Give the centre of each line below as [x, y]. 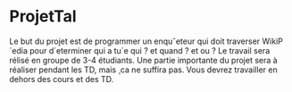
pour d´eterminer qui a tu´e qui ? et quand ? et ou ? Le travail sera [150, 50]
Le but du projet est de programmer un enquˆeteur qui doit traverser [135, 41]
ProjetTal [43, 17]
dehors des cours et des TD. [62, 79]
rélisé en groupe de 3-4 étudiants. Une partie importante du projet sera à [144, 60]
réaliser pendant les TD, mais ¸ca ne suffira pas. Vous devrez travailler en [144, 70]
